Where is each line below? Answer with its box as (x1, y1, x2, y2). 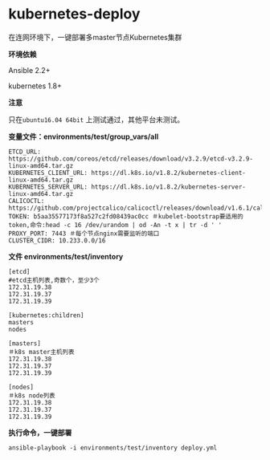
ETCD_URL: (8, 148, 42, 156)
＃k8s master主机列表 (8, 348, 75, 356)
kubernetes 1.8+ (8, 81, 62, 91)
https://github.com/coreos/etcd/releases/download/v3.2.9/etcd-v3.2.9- (8, 154, 253, 163)
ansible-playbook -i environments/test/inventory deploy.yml (8, 443, 218, 452)
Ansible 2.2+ (8, 65, 51, 75)
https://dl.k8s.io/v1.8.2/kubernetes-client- (91, 169, 247, 177)
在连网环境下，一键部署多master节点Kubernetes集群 (8, 32, 182, 42)
